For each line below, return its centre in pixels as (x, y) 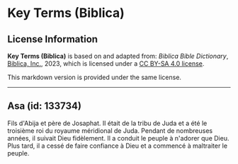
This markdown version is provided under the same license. (95, 77)
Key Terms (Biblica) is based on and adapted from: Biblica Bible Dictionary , (118, 56)
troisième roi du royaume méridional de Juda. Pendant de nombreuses (110, 130)
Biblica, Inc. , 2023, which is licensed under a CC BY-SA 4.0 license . (106, 64)
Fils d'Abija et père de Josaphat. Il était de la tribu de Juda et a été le (107, 123)
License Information (52, 39)
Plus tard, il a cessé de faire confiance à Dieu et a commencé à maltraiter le (118, 146)
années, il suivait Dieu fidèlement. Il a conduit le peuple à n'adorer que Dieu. (118, 138)
